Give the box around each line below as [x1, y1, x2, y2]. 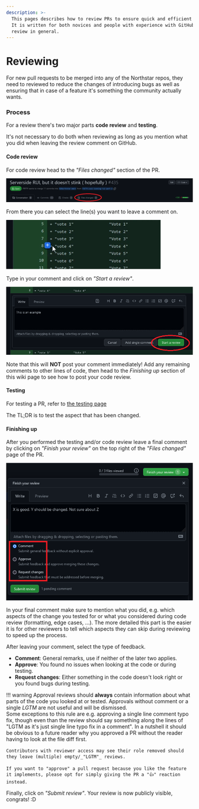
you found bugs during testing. [14, 679, 91, 687]
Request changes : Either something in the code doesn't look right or [14, 673, 183, 681]
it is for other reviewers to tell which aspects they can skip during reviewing [6, 625, 191, 632]
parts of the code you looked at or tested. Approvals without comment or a [6, 697, 188, 704]
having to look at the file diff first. [6, 735, 87, 742]
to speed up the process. [6, 631, 68, 638]
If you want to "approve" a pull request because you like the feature [6, 766, 187, 772]
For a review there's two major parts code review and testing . [6, 122, 158, 129]
